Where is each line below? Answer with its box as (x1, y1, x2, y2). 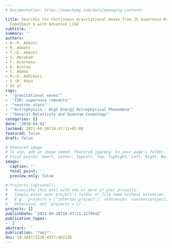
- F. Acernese (5, 59, 36, 64)
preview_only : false (10, 173, 54, 178)
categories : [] (5, 117, 38, 122)
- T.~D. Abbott (5, 50, 38, 55)
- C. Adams (5, 69, 29, 74)
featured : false (5, 131, 40, 136)
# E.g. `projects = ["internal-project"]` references (5, 197, 127, 202)
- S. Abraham (5, 55, 33, 60)
